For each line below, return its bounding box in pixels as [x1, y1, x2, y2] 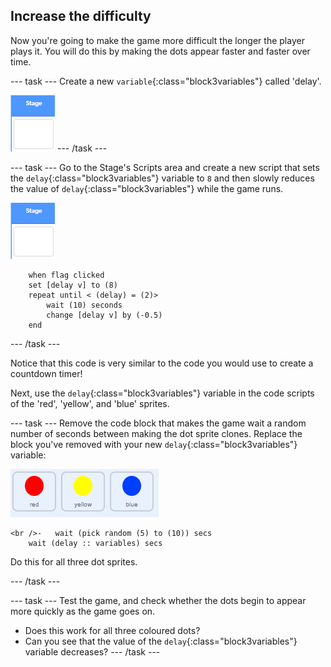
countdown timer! [10, 367, 83, 379]
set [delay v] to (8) [28, 280, 118, 290]
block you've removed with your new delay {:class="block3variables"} [10, 438, 298, 450]
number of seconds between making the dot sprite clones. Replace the [10, 427, 303, 439]
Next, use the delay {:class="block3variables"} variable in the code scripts [10, 387, 315, 399]
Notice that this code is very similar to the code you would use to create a [10, 357, 314, 369]
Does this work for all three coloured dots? [24, 624, 201, 636]
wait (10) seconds [46, 300, 123, 310]
